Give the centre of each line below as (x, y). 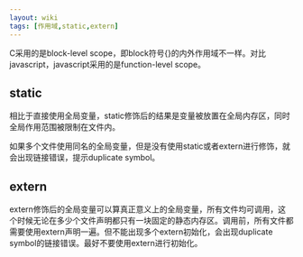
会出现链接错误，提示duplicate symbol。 (85, 158)
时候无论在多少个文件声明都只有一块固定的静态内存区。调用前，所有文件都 (155, 221)
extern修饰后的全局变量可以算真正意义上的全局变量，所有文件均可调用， (144, 209)
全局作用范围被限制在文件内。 (64, 127)
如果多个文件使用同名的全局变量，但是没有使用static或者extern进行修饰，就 (150, 146)
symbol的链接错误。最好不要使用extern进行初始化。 (106, 243)
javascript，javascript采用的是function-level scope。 (107, 64)
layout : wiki (34, 18)
